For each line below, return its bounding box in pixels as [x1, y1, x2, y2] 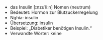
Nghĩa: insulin [10, 15, 39, 20]
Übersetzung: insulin [10, 20, 53, 26]
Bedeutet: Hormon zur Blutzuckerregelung [10, 9, 98, 15]
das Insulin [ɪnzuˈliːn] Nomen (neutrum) [10, 4, 91, 10]
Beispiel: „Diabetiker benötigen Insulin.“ [10, 25, 92, 31]
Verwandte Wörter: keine [10, 31, 62, 36]
